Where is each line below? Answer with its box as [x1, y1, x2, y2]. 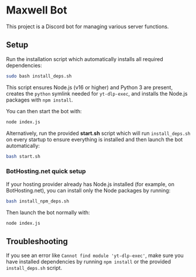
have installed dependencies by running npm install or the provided [6, 258, 171, 265]
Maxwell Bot [6, 4, 67, 17]
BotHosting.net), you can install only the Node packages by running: [6, 187, 171, 194]
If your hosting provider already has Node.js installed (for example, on [6, 180, 174, 188]
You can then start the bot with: [6, 107, 82, 114]
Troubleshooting [6, 236, 68, 246]
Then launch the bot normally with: [6, 209, 90, 216]
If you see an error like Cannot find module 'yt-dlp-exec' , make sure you [6, 252, 184, 259]
